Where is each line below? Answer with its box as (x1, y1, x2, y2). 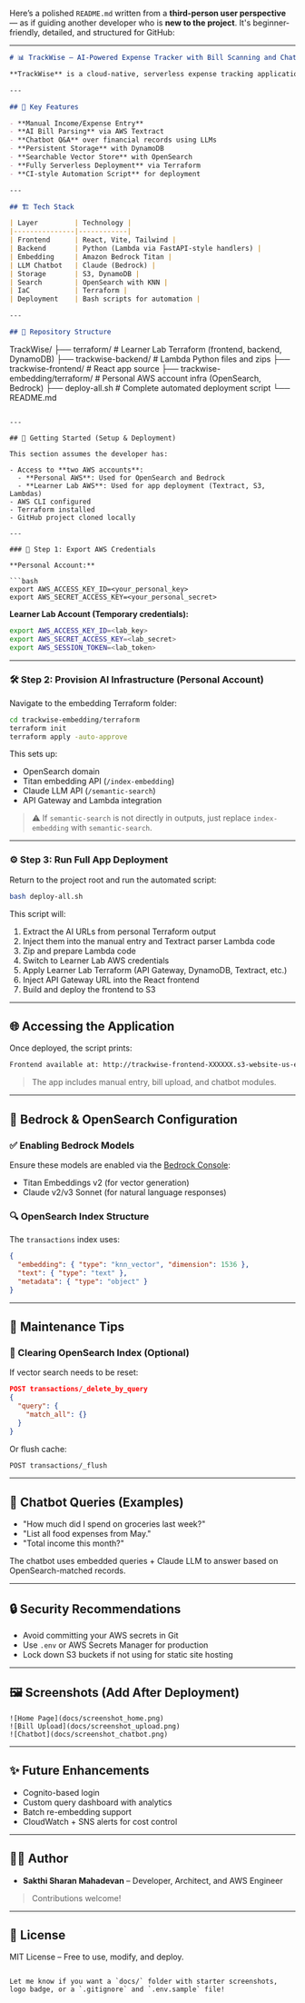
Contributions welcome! (31, 1892, 122, 1903)
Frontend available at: (9, 1061, 100, 1070)
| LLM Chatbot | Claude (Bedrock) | (9, 261, 156, 270)
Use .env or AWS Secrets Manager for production (22, 1639, 209, 1650)
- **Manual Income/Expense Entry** (9, 118, 144, 128)
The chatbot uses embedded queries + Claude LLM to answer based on (9, 1556, 279, 1567)
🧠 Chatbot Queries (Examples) (9, 1494, 184, 1510)
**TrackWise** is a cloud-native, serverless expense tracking (9, 69, 254, 78)
